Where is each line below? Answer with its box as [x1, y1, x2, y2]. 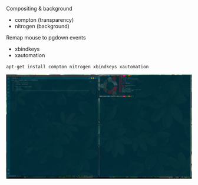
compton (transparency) [14, 16, 74, 23]
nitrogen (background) [14, 23, 70, 29]
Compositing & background [6, 5, 72, 12]
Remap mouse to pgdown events [6, 34, 87, 41]
